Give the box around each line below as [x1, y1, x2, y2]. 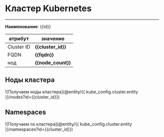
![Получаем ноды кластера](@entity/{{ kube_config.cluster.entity [5, 89, 138, 95]
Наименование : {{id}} [5, 23, 51, 29]
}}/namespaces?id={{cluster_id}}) [5, 126, 73, 132]
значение [41, 35, 65, 42]
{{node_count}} [35, 59, 71, 66]
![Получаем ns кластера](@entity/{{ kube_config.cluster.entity [5, 121, 132, 127]
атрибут [9, 35, 29, 42]
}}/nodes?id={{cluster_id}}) [5, 94, 60, 100]
